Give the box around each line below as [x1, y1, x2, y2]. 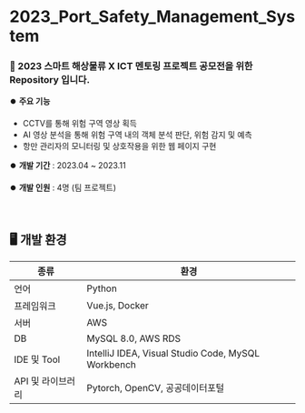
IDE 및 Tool [14, 353, 61, 366]
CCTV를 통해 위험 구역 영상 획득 [22, 118, 138, 129]
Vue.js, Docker [85, 299, 150, 312]
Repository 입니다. [9, 74, 91, 86]
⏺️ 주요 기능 [9, 96, 51, 106]
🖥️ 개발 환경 [9, 232, 67, 247]
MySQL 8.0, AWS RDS [85, 332, 182, 345]
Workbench [85, 358, 136, 371]
